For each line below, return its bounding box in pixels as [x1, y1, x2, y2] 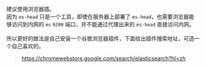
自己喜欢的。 [11, 42, 44, 50]
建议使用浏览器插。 [6, 6, 55, 12]
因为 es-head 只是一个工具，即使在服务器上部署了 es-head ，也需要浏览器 [6, 13, 189, 20]
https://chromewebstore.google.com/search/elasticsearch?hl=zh [21, 55, 186, 62]
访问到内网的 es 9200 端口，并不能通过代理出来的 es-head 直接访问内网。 [11, 21, 195, 28]
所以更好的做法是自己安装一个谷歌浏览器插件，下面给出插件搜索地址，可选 [6, 35, 194, 42]
